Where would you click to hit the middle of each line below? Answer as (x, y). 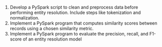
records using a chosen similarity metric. (52, 28)
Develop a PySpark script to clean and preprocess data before (74, 7)
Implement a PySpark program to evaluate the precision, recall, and (79, 34)
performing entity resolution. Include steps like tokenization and (75, 12)
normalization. (25, 18)
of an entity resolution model (52, 39)
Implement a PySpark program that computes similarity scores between (83, 23)
